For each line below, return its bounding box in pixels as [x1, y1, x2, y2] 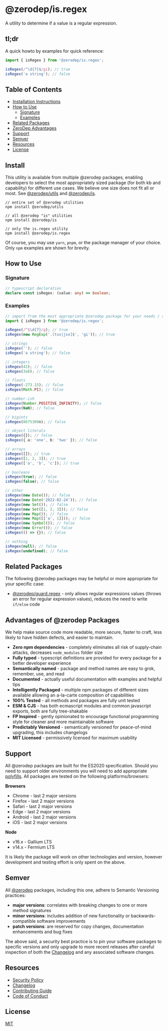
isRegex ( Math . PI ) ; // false [5, 387, 64, 392]
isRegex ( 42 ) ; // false [5, 364, 52, 369]
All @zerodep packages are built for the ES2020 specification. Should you [5, 763, 158, 769]
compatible [12, 918, 36, 924]
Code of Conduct [12, 993, 48, 999]
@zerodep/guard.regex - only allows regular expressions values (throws [12, 591, 161, 597]
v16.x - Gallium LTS [12, 839, 52, 845]
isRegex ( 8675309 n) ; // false [5, 419, 66, 424]
